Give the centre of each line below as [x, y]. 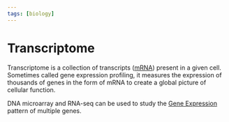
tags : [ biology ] [31, 14]
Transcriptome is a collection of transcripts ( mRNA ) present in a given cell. [114, 68]
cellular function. [31, 90]
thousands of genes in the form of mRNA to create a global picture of [107, 82]
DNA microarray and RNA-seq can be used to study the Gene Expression [112, 103]
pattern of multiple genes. [44, 110]
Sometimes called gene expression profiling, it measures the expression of [114, 75]
